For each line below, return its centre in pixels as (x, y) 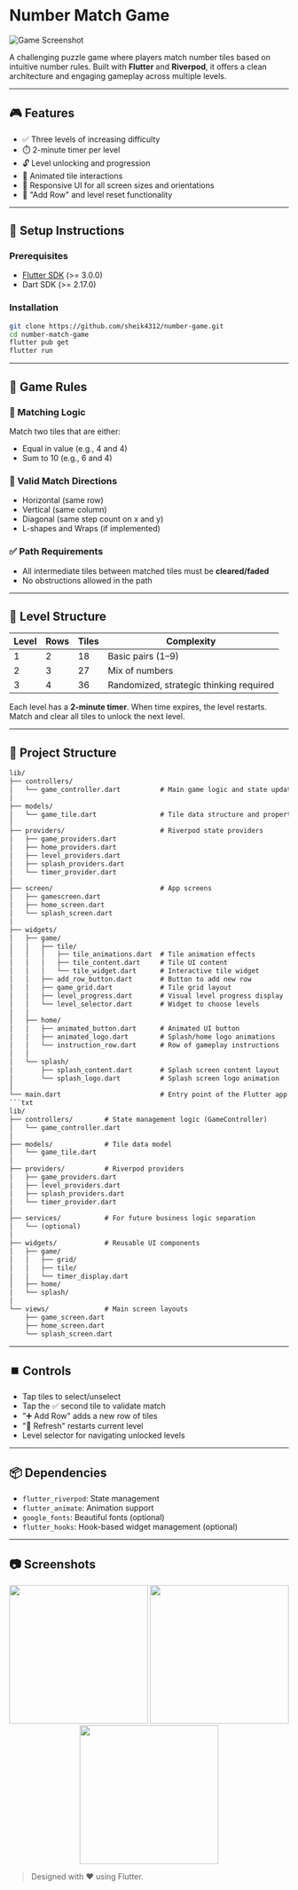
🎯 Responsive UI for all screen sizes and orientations (118, 185)
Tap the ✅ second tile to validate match (94, 1406)
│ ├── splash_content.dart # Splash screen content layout (144, 1070)
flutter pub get (39, 342)
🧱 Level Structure (58, 616)
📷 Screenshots (52, 1564)
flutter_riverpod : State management (90, 1499)
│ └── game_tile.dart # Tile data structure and (134, 814)
